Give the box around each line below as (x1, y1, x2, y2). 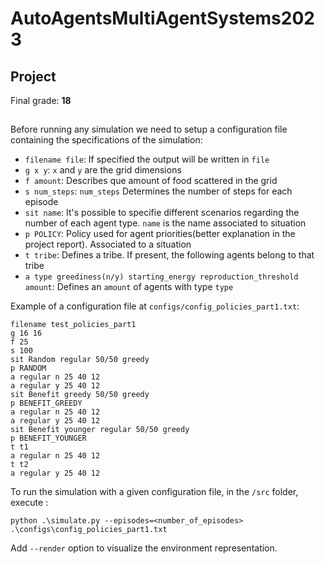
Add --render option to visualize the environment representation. (10, 542, 278, 554)
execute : (10, 497, 49, 509)
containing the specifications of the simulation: (10, 134, 203, 146)
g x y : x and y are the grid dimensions (24, 164, 182, 176)
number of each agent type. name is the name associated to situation (24, 217, 307, 229)
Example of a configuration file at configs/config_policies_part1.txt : (10, 300, 300, 312)
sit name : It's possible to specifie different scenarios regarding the (24, 207, 300, 219)
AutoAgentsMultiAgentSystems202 (10, 7, 315, 30)
